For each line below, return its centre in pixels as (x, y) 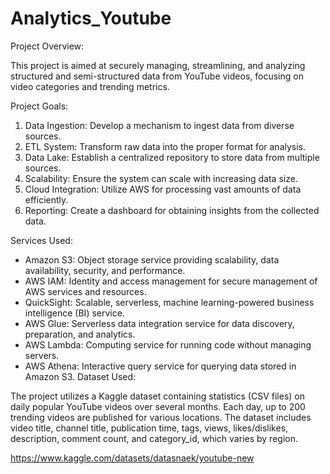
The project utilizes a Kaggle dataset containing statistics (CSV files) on (157, 396)
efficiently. (46, 199)
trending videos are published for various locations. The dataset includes (161, 417)
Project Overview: (47, 46)
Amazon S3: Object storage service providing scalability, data (152, 259)
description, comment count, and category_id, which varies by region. (154, 438)
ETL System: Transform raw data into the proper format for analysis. (165, 146)
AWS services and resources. (85, 291)
